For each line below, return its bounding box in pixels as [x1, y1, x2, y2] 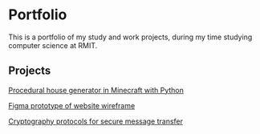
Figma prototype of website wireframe [8, 100, 136, 110]
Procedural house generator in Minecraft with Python [8, 85, 185, 95]
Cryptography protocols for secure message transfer [8, 116, 183, 126]
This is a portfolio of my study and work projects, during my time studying [8, 32, 253, 42]
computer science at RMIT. [8, 40, 98, 50]
